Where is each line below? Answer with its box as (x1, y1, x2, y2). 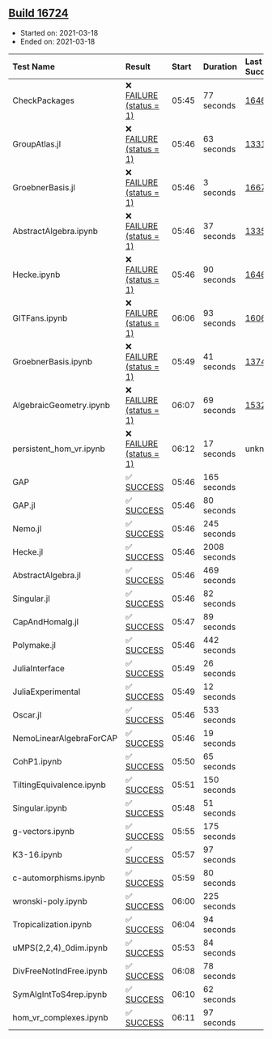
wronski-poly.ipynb (12, 895, 87, 906)
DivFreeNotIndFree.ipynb (12, 965, 108, 977)
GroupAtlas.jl (12, 138, 62, 149)
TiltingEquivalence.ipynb (12, 779, 107, 790)
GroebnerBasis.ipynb (12, 356, 93, 367)
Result (125, 61, 151, 72)
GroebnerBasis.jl (12, 181, 75, 193)
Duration (202, 61, 237, 72)
